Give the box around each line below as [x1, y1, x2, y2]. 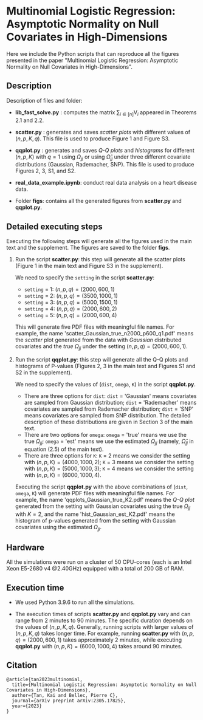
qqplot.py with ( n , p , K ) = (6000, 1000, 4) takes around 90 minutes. [15, 642, 182, 650]
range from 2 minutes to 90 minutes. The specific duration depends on [15, 617, 193, 624]
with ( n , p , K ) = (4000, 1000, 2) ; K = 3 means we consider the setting [24, 458, 194, 465]
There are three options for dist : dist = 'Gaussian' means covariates [24, 392, 197, 399]
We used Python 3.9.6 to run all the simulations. [15, 598, 135, 606]
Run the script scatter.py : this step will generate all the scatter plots [15, 256, 185, 263]
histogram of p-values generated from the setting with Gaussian [15, 516, 176, 524]
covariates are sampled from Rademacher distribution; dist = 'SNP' [24, 405, 194, 413]
